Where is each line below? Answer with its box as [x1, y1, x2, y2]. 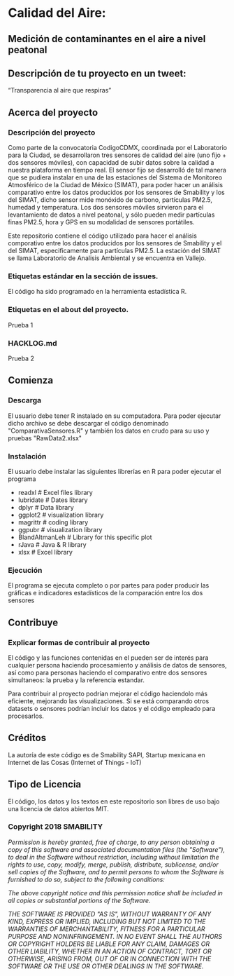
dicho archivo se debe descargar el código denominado [8, 419, 169, 427]
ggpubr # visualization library [17, 525, 103, 534]
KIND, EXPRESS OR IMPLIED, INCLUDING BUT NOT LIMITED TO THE [8, 917, 206, 926]
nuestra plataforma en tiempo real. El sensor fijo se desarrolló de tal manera [8, 166, 226, 175]
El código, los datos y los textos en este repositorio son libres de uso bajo [8, 797, 220, 806]
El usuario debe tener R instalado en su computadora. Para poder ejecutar [8, 412, 221, 420]
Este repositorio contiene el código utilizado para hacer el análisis [8, 231, 198, 240]
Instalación [8, 451, 47, 461]
